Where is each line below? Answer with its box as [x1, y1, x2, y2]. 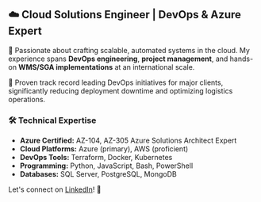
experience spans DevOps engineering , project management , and [8, 54, 228, 63]
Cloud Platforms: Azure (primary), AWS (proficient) [19, 144, 189, 154]
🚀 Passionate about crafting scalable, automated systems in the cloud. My [8, 45, 250, 55]
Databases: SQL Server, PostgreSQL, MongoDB [19, 170, 177, 179]
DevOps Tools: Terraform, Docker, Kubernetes [19, 153, 173, 162]
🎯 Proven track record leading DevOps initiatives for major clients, [8, 78, 224, 87]
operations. [8, 94, 46, 104]
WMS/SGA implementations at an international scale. [18, 62, 195, 71]
